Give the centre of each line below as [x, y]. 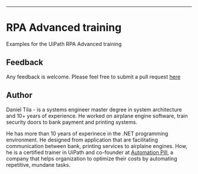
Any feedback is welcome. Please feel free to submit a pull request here [93, 77]
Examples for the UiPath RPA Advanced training [64, 44]
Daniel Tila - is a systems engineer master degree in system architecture [94, 109]
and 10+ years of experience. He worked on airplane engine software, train [97, 116]
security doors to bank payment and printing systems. [72, 122]
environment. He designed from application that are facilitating [82, 140]
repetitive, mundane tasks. [38, 165]
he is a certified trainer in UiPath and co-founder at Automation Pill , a [90, 152]
